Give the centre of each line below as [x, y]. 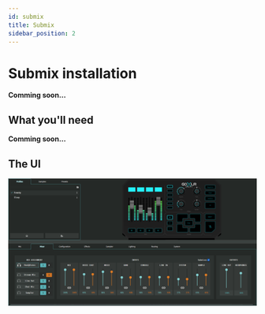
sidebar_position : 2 [42, 33]
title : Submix [32, 25]
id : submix [26, 17]
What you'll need [51, 120]
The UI [24, 164]
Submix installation [73, 73]
